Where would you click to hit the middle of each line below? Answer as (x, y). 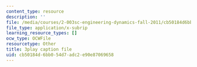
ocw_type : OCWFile (28, 38)
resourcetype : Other (31, 44)
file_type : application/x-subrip (47, 28)
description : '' (26, 17)
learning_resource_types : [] (42, 33)
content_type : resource (35, 11)
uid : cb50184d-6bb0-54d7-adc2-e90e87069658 (60, 55)
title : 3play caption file (39, 50)
